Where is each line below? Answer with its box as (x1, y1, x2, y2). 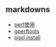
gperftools (14, 28, 39, 35)
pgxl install (14, 33, 41, 41)
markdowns (5, 5, 51, 15)
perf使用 (14, 21, 35, 28)
